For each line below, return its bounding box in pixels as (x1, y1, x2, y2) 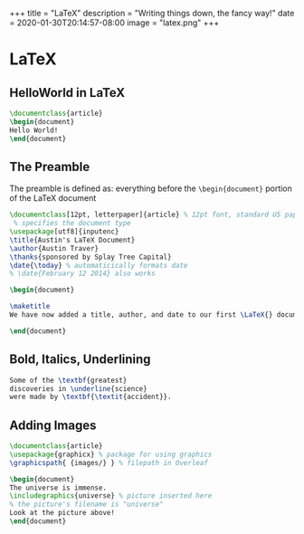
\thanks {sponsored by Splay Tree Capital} (9, 253, 172, 262)
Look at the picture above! (9, 509, 116, 518)
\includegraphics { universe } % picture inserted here (9, 491, 213, 501)
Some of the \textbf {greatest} (9, 376, 128, 385)
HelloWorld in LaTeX (9, 85, 125, 100)
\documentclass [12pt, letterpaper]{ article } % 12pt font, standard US (9, 210, 281, 220)
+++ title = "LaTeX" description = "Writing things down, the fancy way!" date (9, 8, 295, 18)
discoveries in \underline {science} (9, 384, 147, 393)
